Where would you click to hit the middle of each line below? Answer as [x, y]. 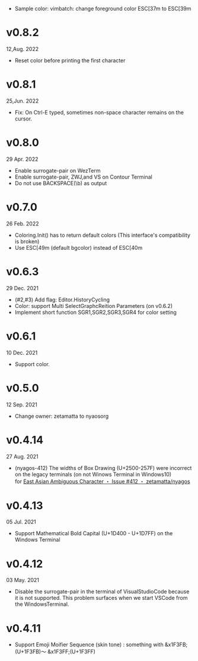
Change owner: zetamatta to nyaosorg [62, 416]
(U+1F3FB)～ [30, 652]
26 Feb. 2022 [23, 223]
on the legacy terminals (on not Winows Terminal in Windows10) [93, 474]
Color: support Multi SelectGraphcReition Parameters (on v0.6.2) [94, 306]
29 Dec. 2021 [22, 288]
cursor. [23, 119]
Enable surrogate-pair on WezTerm [58, 170]
